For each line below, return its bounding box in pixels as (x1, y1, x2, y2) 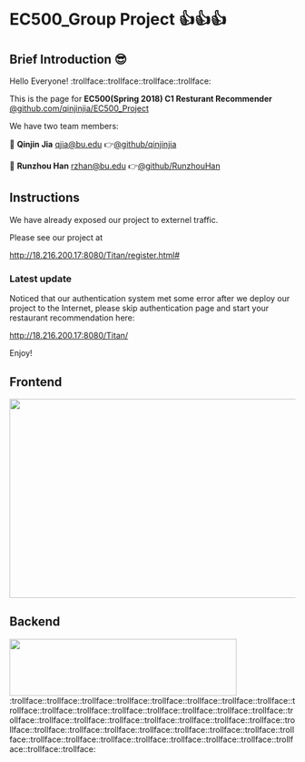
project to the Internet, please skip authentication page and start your (9, 303, 270, 314)
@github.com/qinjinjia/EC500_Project (9, 103, 150, 114)
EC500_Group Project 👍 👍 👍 (9, 9, 227, 30)
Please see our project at (9, 231, 103, 243)
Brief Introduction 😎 (9, 51, 127, 66)
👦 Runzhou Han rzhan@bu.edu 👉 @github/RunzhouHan (9, 160, 221, 171)
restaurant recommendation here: (9, 312, 135, 323)
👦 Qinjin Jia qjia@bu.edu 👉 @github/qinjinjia (9, 139, 177, 149)
